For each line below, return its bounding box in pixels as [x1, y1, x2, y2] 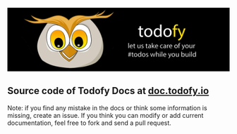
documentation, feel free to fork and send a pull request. [7, 119, 171, 127]
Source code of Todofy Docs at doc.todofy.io [7, 85, 209, 97]
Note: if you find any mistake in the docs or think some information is [7, 103, 207, 112]
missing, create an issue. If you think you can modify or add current [7, 111, 204, 119]
